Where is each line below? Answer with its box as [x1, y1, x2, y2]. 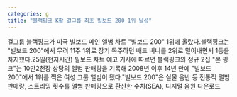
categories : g [7, 10, 50, 18]
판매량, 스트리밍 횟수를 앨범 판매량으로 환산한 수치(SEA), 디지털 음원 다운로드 [7, 81, 221, 90]
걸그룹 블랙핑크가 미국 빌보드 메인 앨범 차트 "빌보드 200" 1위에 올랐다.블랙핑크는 [7, 37, 230, 46]
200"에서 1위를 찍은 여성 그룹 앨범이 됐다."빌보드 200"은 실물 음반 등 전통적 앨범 [7, 72, 231, 81]
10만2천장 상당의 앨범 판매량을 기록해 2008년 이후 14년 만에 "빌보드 [23, 64, 211, 72]
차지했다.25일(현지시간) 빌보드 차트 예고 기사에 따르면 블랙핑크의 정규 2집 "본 [7, 55, 221, 64]
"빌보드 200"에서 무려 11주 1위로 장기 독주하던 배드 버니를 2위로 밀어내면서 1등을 [7, 46, 230, 55]
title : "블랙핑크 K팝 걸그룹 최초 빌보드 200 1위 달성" [7, 17, 153, 24]
